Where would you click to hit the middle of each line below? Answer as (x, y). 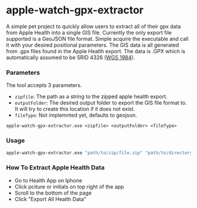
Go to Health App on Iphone (48, 180)
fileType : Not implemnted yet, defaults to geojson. (76, 115)
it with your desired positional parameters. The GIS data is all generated (93, 45)
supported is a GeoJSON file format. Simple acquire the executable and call (97, 39)
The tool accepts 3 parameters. (44, 85)
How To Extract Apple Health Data (55, 168)
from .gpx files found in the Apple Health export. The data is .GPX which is (96, 51)
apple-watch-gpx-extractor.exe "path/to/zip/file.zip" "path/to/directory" (101, 152)
